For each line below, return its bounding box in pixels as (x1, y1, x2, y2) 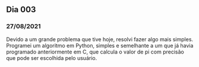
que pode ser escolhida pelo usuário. (6, 54, 97, 61)
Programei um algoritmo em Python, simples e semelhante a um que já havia (6, 42, 194, 49)
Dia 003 (6, 5, 36, 15)
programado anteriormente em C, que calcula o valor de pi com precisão (6, 48, 184, 55)
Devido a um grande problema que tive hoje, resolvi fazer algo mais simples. (6, 35, 194, 43)
